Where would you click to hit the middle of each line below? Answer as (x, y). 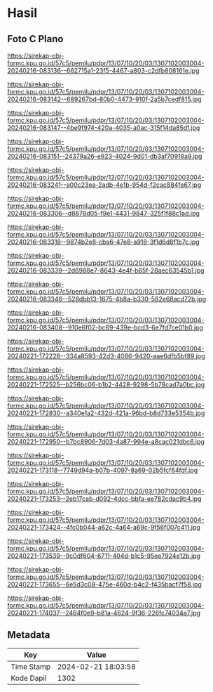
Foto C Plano (35, 39)
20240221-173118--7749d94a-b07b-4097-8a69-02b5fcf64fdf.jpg (103, 470)
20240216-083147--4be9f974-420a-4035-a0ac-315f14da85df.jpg (104, 128)
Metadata (29, 635)
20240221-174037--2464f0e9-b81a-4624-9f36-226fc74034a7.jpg (104, 613)
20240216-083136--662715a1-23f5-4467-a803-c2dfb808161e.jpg (103, 71)
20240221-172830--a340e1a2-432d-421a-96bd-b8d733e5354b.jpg (106, 413)
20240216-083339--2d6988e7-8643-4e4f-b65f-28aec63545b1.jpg (106, 270)
